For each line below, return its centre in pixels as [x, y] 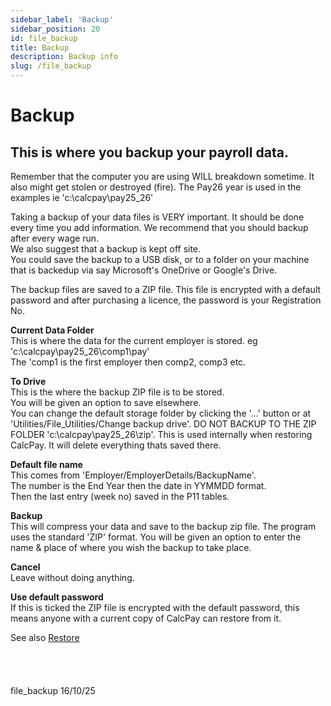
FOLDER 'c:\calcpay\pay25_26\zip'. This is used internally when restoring [161, 434]
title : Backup [40, 47]
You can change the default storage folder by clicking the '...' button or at [161, 413]
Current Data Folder [52, 330]
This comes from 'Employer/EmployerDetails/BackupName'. [133, 475]
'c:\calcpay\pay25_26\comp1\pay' [80, 351]
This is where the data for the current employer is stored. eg [134, 340]
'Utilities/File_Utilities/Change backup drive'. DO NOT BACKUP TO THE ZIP [163, 424]
